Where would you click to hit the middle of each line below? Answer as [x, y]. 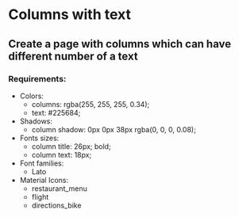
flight [40, 196]
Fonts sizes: [39, 138]
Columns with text [69, 15]
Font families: [42, 163]
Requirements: [37, 78]
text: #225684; [56, 112]
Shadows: [36, 121]
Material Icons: [44, 180]
